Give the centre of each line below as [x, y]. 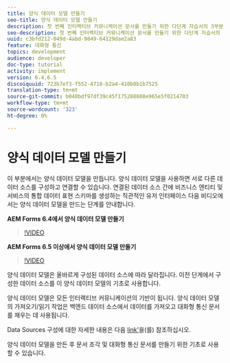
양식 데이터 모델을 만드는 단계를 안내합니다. [78, 204]
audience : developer [37, 58]
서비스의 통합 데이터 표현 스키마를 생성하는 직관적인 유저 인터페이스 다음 [103, 195]
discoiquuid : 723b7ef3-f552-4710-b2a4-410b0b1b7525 [82, 84]
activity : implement [37, 71]
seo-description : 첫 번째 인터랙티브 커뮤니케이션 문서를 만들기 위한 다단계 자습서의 [114, 33]
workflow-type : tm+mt [38, 103]
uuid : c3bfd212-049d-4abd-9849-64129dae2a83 [72, 39]
